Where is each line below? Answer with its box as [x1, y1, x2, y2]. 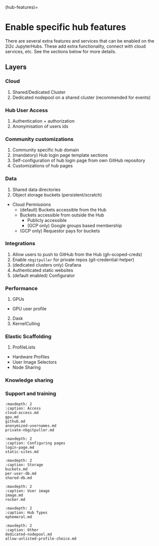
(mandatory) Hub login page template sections [12, 152, 108, 158]
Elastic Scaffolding [5, 333, 52, 340]
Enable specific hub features [5, 22, 127, 33]
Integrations [5, 240, 36, 247]
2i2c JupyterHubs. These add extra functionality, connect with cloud [5, 43, 146, 49]
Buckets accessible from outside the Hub [19, 212, 104, 218]
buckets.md [5, 467, 28, 472]
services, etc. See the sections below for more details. [5, 48, 117, 54]
